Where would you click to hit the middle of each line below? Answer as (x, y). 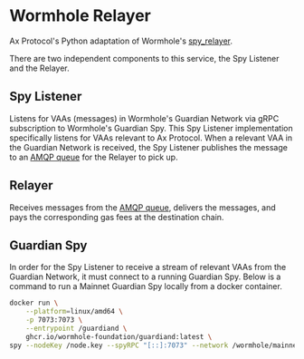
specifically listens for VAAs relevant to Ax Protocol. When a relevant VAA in (151, 138)
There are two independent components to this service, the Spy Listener (144, 58)
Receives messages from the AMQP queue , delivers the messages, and (142, 207)
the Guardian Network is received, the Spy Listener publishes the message (148, 147)
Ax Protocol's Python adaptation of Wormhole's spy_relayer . (121, 41)
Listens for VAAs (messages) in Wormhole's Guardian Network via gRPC (144, 118)
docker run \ (34, 303)
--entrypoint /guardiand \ (76, 328)
